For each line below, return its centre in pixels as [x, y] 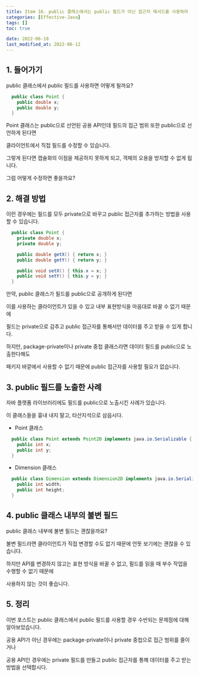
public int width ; [39, 485]
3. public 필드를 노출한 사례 [54, 387]
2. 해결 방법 [26, 199]
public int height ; [41, 490]
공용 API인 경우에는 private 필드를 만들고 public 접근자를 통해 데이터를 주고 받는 [99, 659]
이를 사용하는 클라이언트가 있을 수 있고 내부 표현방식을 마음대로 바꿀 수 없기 [93, 307]
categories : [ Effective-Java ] [44, 17]
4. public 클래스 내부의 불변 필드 [62, 515]
